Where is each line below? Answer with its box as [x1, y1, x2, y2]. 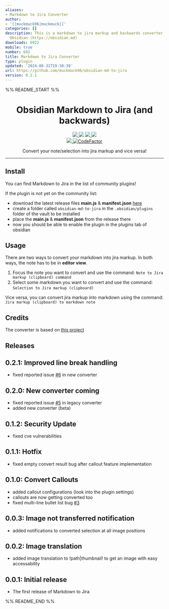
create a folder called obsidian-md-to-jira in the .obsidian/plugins [12, 205, 153, 211]
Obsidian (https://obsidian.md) [10, 36, 78, 41]
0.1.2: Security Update [5, 419, 76, 428]
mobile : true [5, 45, 33, 50]
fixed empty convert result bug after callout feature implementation [12, 461, 152, 467]
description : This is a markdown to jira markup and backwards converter [5, 31, 163, 36]
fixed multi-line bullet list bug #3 [12, 499, 79, 505]
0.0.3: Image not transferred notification [5, 514, 135, 523]
